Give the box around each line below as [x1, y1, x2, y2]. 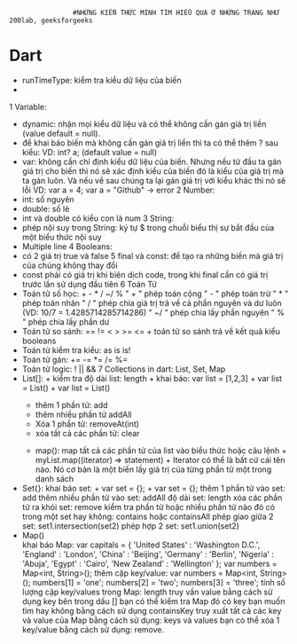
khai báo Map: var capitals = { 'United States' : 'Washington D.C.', [21, 539, 261, 550]
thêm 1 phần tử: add [35, 399, 108, 410]
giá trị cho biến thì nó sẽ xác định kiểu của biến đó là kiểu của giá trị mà [21, 165, 285, 177]
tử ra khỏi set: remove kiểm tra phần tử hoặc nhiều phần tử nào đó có [21, 501, 276, 512]
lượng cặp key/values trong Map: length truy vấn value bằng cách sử [21, 586, 273, 597]
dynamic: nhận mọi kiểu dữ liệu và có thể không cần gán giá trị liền [21, 118, 267, 129]
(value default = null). [21, 128, 100, 138]
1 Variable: [9, 101, 47, 112]
